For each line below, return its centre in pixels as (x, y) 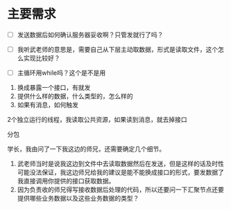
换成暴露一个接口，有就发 (54, 88)
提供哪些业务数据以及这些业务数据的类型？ (78, 199)
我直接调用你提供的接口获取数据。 (66, 181)
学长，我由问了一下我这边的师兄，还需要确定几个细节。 (86, 149)
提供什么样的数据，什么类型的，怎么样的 (75, 96)
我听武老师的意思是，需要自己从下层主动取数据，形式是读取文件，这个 (118, 49)
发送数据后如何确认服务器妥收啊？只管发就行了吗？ (90, 35)
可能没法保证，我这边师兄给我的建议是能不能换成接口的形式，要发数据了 (120, 172)
